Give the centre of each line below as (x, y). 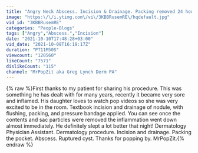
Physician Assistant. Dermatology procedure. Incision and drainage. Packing (99, 132)
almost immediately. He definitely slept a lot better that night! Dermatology (96, 126)
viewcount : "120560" (32, 55)
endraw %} (20, 145)
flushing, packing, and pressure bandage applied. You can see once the (93, 114)
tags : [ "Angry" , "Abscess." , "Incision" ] (55, 34)
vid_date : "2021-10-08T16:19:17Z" (49, 45)
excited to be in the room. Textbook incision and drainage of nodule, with (95, 107)
